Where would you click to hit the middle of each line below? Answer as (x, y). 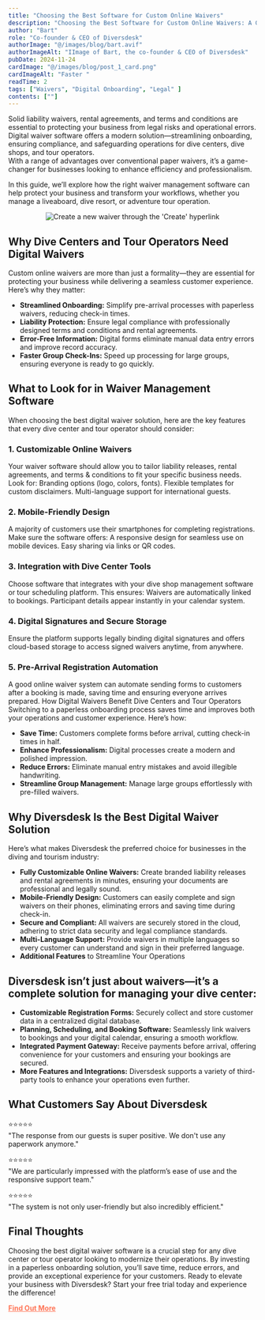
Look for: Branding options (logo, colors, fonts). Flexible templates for (121, 483)
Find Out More (32, 1308)
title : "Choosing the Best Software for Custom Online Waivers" (116, 15)
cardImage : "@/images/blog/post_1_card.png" (82, 67)
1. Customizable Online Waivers (70, 449)
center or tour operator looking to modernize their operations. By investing (129, 1259)
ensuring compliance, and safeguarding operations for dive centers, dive (126, 144)
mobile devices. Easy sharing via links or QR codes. (92, 546)
